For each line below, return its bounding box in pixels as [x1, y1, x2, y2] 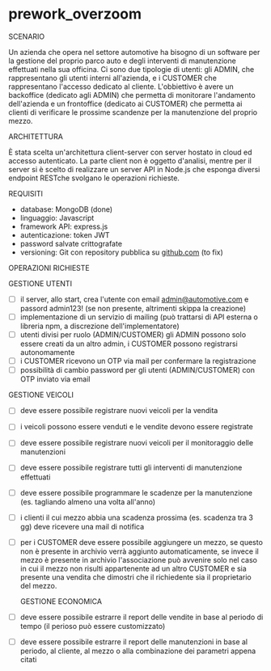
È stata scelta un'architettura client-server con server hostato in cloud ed [8, 147, 252, 157]
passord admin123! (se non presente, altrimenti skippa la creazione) [19, 304, 247, 313]
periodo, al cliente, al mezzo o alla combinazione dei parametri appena [19, 646, 256, 656]
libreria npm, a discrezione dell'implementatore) [19, 321, 180, 331]
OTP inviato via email [19, 374, 91, 384]
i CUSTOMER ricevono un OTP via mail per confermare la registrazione [19, 357, 256, 366]
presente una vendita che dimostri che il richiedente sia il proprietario [19, 572, 252, 582]
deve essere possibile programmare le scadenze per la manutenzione [19, 487, 253, 497]
